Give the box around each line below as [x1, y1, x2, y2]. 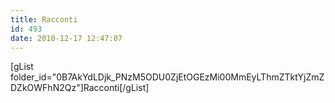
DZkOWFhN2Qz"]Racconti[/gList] [10, 82, 150, 94]
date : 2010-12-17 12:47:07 [10, 33, 123, 43]
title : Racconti [10, 14, 78, 25]
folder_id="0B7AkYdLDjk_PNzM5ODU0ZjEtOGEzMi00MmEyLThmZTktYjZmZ [10, 71, 325, 83]
